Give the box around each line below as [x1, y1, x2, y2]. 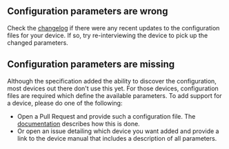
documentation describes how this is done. [17, 119, 140, 128]
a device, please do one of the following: [7, 99, 123, 107]
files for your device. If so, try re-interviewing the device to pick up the [7, 31, 208, 39]
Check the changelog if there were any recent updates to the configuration [7, 23, 220, 32]
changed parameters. [7, 38, 69, 47]
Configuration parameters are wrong [7, 6, 168, 17]
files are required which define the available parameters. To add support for [7, 91, 222, 99]
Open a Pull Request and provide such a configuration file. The [17, 112, 196, 120]
